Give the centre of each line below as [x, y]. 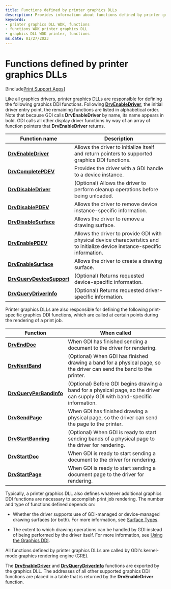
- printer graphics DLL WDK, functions [48, 24]
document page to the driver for [106, 474]
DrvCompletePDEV [31, 171]
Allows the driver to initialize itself [115, 147]
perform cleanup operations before [117, 189]
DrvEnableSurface [31, 264]
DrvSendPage [25, 417]
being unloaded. [94, 196]
